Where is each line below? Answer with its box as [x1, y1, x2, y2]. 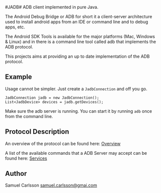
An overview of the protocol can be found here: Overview [5, 141, 121, 146]
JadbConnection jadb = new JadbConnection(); [5, 95, 99, 100]
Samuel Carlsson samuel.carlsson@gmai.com [5, 182, 98, 188]
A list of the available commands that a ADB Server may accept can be [5, 150, 147, 156]
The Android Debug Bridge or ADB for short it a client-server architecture [5, 14, 152, 19]
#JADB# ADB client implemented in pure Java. [5, 4, 99, 10]
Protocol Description [5, 127, 69, 136]
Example [5, 73, 32, 81]
